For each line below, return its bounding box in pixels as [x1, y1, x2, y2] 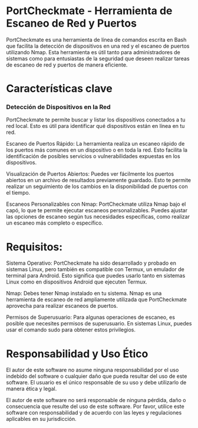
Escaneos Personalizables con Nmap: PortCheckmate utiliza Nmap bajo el [6, 200, 186, 208]
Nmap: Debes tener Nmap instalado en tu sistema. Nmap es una [6, 290, 162, 297]
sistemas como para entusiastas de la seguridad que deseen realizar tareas [6, 55, 190, 62]
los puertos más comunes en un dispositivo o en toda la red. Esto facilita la [6, 146, 187, 154]
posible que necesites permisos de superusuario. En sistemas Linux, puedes [6, 320, 192, 327]
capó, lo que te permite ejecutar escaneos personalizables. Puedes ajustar [6, 207, 187, 214]
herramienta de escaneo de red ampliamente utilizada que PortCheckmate [6, 296, 187, 303]
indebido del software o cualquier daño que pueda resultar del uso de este [6, 373, 187, 380]
